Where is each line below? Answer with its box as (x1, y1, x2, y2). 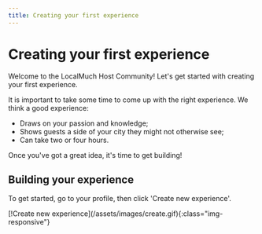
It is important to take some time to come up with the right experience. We (8, 95, 249, 104)
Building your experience (8, 173, 135, 186)
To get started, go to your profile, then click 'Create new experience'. (8, 194, 232, 203)
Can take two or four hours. (19, 135, 109, 144)
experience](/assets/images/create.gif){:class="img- (51, 209, 223, 218)
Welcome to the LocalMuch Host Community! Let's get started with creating (8, 71, 255, 81)
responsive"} (8, 218, 50, 227)
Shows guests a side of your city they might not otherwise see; (19, 126, 224, 136)
